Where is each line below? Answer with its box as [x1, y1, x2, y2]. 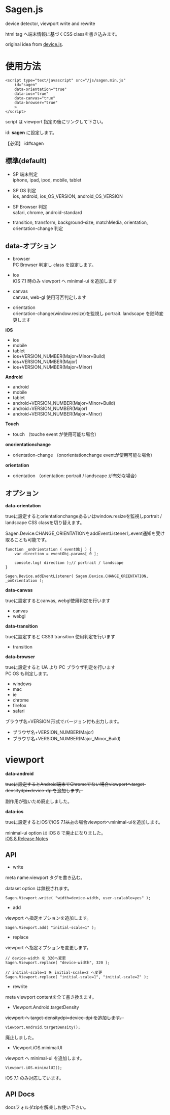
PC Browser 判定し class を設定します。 [12, 262, 96, 268]
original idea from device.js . [5, 41, 63, 47]
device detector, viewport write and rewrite [5, 20, 95, 27]
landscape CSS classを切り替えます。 [5, 520, 85, 526]
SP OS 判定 [12, 187, 37, 193]
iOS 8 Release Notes [5, 836, 48, 842]
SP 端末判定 [12, 171, 38, 177]
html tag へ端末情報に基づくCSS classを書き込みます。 [5, 31, 120, 37]
